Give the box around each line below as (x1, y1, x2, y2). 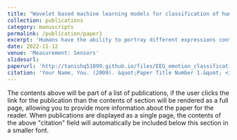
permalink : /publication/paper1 (7, 30, 102, 37)
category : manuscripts (7, 23, 74, 30)
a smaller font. (7, 126, 49, 134)
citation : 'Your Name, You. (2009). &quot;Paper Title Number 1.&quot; (7, 69, 222, 76)
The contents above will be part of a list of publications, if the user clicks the (7, 89, 229, 97)
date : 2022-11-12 (7, 43, 59, 50)
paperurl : (7, 63, 37, 70)
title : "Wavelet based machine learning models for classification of (7, 10, 219, 18)
